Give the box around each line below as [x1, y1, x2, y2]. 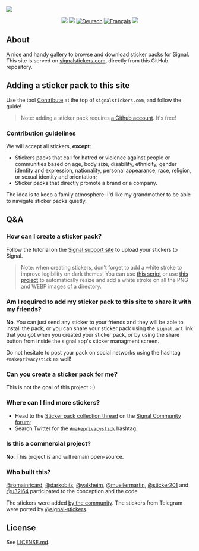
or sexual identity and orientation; [14, 173, 97, 180]
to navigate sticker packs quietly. [6, 197, 87, 204]
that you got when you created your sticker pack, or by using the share [6, 331, 180, 338]
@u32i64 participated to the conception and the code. [6, 488, 140, 495]
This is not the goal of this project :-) [6, 384, 96, 391]
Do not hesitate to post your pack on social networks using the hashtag [6, 349, 181, 356]
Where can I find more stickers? [6, 399, 100, 407]
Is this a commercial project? [6, 440, 91, 448]
